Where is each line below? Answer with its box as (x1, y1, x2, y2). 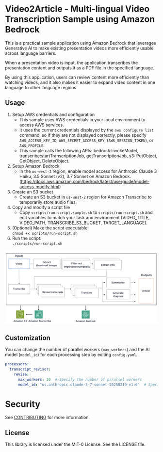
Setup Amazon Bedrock (12, 163, 60, 169)
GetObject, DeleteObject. (19, 158, 70, 163)
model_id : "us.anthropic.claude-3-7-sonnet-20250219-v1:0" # (17, 382, 147, 387)
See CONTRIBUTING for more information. (5, 415, 90, 420)
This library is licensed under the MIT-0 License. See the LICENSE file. (5, 441, 146, 447)
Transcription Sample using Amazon (5, 14, 155, 25)
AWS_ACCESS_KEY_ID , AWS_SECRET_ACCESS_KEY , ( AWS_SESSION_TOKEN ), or (19, 137, 154, 143)
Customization (5, 334, 51, 342)
